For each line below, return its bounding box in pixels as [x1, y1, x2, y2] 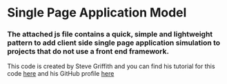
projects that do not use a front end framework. [7, 47, 169, 56]
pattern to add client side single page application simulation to [7, 38, 221, 48]
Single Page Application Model [7, 5, 187, 21]
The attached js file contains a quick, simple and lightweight [7, 30, 213, 39]
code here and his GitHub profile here [7, 70, 115, 78]
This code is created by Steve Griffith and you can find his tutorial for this [7, 62, 215, 70]
